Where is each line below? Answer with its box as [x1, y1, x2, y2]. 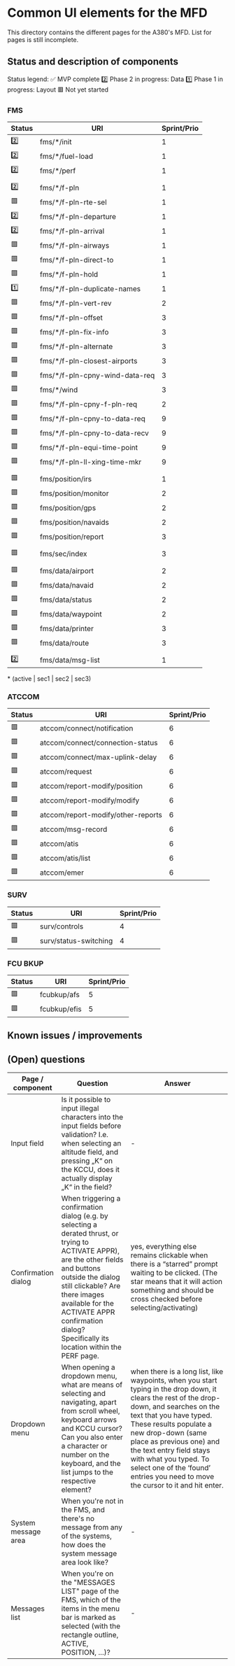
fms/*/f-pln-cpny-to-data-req [39, 414, 145, 423]
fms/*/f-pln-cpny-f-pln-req [39, 399, 138, 409]
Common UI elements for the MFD [7, 5, 208, 21]
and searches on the [152, 1402, 220, 1411]
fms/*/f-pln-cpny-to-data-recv [39, 428, 149, 438]
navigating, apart [61, 1397, 117, 1407]
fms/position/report [39, 532, 104, 542]
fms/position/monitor [39, 488, 109, 498]
